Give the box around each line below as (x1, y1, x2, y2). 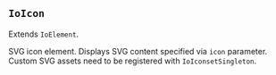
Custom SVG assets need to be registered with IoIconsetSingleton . (8, 55, 257, 66)
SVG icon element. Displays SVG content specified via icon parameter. (8, 46, 268, 56)
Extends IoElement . (8, 29, 79, 39)
